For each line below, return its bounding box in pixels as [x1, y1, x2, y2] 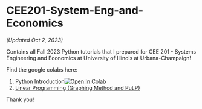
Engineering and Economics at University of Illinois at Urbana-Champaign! [6, 54, 192, 61]
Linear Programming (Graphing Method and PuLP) [15, 84, 140, 91]
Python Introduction [15, 78, 65, 85]
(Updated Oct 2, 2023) [6, 36, 64, 43]
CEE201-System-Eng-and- [6, 4, 144, 17]
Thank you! [6, 96, 34, 103]
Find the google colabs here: [6, 66, 78, 73]
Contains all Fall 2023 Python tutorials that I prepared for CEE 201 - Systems [6, 48, 197, 55]
